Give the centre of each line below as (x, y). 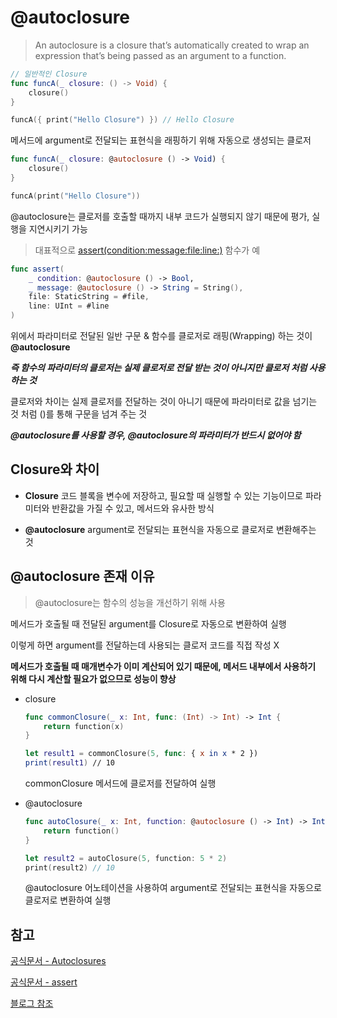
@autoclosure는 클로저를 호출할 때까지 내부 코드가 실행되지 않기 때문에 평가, (160, 216)
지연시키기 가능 (58, 228)
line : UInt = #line (69, 306)
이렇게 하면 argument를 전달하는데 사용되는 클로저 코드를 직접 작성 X (145, 645)
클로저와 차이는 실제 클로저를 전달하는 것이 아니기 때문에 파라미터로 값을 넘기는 (164, 402)
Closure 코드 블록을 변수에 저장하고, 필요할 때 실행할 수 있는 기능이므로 (163, 495)
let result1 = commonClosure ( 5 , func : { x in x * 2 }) (141, 754)
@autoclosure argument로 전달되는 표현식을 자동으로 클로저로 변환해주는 (170, 529)
